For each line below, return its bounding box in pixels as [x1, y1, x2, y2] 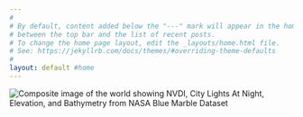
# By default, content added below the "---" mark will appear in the [9, 22, 280, 31]
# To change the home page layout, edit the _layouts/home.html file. [9, 38, 280, 48]
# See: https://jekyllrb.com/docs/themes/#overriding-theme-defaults [9, 47, 277, 56]
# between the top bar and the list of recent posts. [9, 30, 216, 39]
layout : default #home [9, 64, 95, 73]
